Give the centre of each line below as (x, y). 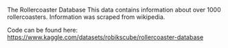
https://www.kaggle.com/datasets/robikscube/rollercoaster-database (105, 37)
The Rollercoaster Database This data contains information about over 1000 (114, 10)
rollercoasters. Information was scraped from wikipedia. (86, 17)
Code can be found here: (43, 30)
